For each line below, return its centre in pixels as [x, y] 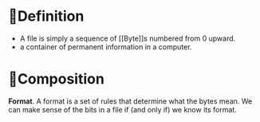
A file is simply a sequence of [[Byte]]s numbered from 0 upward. [128, 38]
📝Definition [46, 16]
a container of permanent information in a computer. [106, 46]
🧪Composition [57, 79]
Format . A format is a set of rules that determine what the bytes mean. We [130, 101]
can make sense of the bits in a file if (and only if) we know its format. [122, 109]
